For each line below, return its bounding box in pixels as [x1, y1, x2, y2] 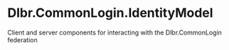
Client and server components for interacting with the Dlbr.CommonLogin [7, 28, 223, 37]
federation [7, 35, 38, 44]
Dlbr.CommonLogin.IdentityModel [7, 5, 213, 21]
